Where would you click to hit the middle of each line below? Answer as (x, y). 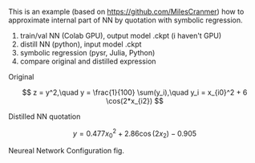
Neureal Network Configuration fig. (66, 151)
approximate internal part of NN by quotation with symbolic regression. (125, 20)
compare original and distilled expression (88, 61)
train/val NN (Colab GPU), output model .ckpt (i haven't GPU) (121, 36)
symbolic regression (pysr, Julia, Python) (87, 53)
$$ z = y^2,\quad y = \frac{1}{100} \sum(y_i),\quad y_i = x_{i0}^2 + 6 (135, 92)
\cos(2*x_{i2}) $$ (135, 101)
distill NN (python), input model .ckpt (81, 44)
